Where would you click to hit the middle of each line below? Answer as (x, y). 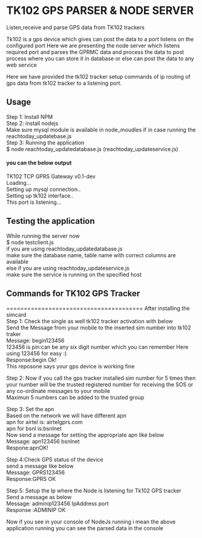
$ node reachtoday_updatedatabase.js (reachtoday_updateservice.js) (92, 149)
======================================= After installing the (98, 308)
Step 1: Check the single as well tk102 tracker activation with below (90, 321)
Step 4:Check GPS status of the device (55, 459)
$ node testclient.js (30, 242)
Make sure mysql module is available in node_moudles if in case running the (101, 129)
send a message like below (40, 466)
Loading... (19, 183)
